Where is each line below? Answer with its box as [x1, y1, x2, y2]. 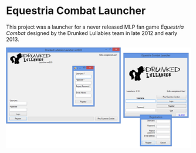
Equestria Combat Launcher [6, 4, 146, 18]
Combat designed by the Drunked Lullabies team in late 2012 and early [6, 29, 178, 36]
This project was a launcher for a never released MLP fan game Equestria [6, 23, 184, 30]
